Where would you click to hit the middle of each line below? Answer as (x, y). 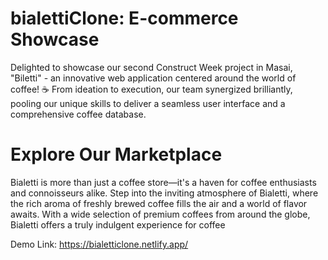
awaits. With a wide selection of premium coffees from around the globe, (160, 214)
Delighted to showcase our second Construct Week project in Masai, (151, 67)
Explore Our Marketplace (116, 154)
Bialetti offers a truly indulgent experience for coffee (118, 224)
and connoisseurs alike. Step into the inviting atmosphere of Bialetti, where (164, 193)
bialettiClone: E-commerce (124, 18)
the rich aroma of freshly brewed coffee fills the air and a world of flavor (159, 203)
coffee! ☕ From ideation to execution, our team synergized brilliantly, (151, 89)
